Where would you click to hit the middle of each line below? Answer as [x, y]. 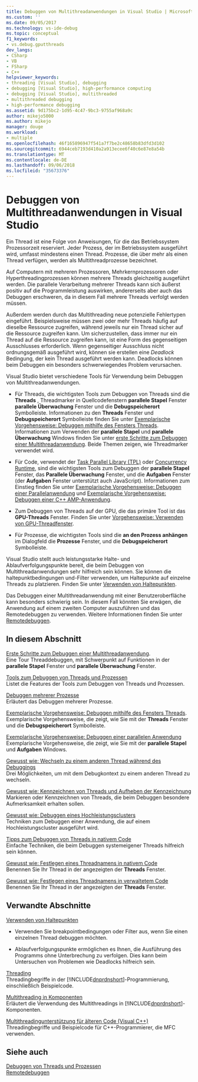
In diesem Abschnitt [44, 639]
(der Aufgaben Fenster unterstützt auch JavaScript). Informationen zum [102, 480]
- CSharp [17, 56]
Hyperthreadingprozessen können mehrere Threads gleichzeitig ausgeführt [98, 278]
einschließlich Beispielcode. [40, 985]
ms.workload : [22, 133]
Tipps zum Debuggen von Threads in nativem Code [69, 839]
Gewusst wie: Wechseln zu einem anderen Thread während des [84, 761]
